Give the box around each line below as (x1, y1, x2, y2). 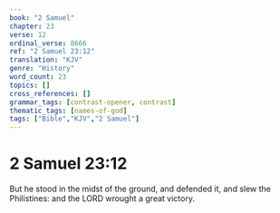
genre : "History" (9, 64, 75, 73)
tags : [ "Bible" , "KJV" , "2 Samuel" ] (9, 114, 140, 123)
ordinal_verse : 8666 (9, 38, 88, 48)
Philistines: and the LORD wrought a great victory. (9, 193, 195, 204)
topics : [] (9, 81, 51, 90)
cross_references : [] (9, 89, 92, 98)
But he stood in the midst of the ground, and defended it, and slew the (9, 183, 272, 195)
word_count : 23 (9, 73, 67, 82)
